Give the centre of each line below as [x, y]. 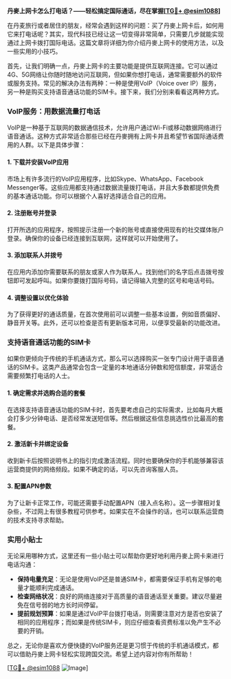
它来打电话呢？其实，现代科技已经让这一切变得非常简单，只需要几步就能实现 [115, 34]
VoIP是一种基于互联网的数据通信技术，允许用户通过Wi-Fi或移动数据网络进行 [114, 128]
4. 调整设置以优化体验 [38, 297]
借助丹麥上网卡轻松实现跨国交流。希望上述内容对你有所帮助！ [106, 654]
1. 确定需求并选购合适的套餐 [46, 393]
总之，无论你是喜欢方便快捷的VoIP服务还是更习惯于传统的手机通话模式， [110, 646]
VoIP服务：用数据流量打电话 [54, 111]
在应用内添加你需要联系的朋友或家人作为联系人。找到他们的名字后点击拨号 [112, 272]
